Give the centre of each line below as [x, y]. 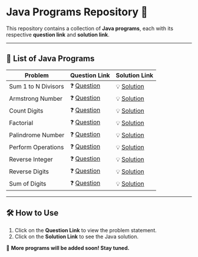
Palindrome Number [37, 135]
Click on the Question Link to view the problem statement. [86, 230]
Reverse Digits [29, 172]
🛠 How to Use [32, 213]
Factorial [21, 123]
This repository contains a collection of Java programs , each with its [90, 28]
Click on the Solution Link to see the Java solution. [77, 236]
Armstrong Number [36, 98]
